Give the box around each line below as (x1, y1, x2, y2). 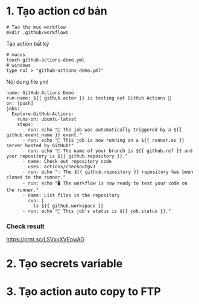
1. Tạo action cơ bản (6, 4, 107, 18)
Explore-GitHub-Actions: (11, 110, 74, 117)
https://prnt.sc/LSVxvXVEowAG (6, 236, 84, 243)
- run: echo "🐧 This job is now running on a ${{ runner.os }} (22, 137, 185, 143)
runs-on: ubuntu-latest (17, 116, 77, 122)
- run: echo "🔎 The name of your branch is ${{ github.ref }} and (22, 148, 193, 154)
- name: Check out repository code (22, 158, 112, 164)
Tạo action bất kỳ (6, 40, 49, 47)
